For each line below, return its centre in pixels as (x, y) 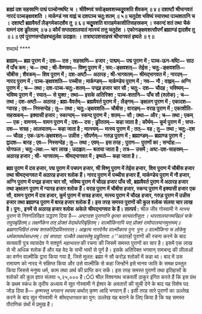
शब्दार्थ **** (18, 49)
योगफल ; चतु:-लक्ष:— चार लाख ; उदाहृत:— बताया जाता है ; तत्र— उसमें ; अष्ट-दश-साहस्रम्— (97, 149)
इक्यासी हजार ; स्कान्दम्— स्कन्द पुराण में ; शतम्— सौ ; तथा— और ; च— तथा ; (106, 115)
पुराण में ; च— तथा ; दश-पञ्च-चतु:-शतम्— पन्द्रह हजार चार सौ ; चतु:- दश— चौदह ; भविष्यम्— (97, 88)
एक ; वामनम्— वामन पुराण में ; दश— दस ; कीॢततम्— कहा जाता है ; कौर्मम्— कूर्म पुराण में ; (99, 122)
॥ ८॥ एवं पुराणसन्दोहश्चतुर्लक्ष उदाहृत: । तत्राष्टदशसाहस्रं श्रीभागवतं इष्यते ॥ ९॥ (80, 37)
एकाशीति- (184, 108)
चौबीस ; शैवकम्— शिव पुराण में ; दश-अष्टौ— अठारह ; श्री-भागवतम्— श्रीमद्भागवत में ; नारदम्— (97, 74)
